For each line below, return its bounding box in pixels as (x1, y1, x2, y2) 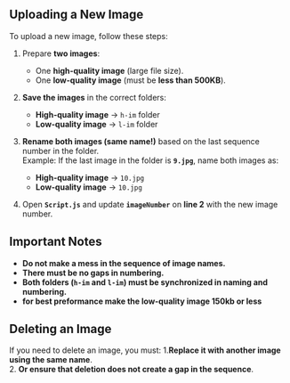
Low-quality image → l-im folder (35, 118, 158, 129)
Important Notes (9, 234, 102, 249)
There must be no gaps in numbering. (21, 267, 165, 278)
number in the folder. (21, 145, 100, 156)
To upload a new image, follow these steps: (9, 30, 169, 41)
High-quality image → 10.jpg (35, 172, 145, 183)
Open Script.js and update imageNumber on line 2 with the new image (21, 199, 278, 209)
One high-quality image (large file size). (35, 65, 184, 76)
